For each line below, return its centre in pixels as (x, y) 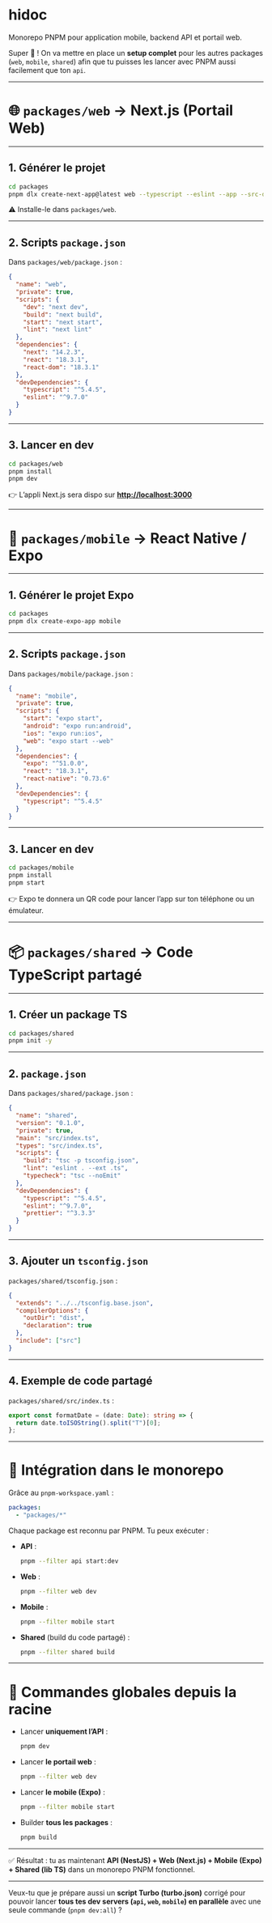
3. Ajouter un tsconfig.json (79, 1261)
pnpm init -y (30, 1041)
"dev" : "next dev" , (56, 307)
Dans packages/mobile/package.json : (71, 673)
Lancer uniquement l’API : (64, 1732)
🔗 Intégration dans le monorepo (116, 1470)
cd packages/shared (41, 1034)
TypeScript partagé (75, 975)
